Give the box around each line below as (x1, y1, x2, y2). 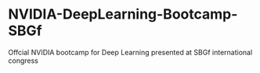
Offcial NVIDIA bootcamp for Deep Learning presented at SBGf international (8, 47, 253, 57)
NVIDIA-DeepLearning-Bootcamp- (8, 5, 238, 23)
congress (8, 56, 39, 65)
